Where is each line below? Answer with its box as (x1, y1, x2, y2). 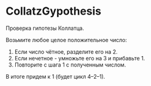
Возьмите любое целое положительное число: (5, 36, 127, 43)
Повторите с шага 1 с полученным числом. (14, 61, 126, 68)
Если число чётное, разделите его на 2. (14, 48, 118, 56)
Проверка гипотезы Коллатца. (5, 24, 84, 32)
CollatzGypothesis (5, 4, 101, 18)
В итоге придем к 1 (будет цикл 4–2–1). (5, 73, 106, 80)
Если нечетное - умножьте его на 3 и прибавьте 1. (14, 54, 146, 62)
